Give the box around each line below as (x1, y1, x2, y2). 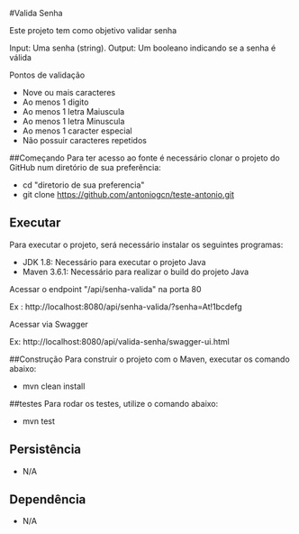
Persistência (9, 442, 82, 457)
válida (9, 52, 32, 62)
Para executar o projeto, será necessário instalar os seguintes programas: (9, 239, 284, 250)
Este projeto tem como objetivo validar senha (9, 25, 177, 35)
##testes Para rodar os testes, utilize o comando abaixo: (9, 398, 219, 409)
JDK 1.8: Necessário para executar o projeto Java (22, 256, 206, 267)
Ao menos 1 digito (22, 97, 89, 107)
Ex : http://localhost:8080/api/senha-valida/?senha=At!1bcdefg (9, 301, 243, 312)
